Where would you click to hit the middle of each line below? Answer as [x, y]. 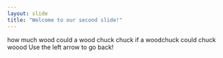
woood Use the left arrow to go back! [60, 47]
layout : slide [28, 13]
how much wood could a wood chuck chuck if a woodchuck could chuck [112, 39]
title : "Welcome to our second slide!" [65, 20]
